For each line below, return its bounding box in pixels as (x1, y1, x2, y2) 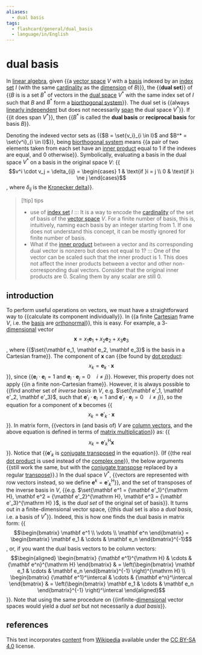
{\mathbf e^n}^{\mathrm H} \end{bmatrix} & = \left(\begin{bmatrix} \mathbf (8, 561, 195, 568)
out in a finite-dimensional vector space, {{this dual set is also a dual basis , (6, 506, 193, 513)
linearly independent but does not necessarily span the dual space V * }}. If (6, 105, 190, 114)
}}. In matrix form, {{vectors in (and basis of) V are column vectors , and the (6, 422, 193, 429)
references (6, 620, 49, 630)
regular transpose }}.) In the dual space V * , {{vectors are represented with (6, 470, 189, 478)
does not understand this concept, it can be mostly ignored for (30, 228, 186, 235)
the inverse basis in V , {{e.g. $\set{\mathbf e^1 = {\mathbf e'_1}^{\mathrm (6, 486, 188, 494)
